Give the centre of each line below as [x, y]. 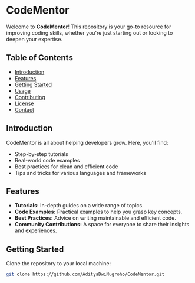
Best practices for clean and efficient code [66, 167]
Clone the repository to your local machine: [59, 264]
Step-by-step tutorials [42, 154]
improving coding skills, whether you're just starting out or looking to [90, 32]
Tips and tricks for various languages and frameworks [80, 173]
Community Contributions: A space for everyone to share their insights [102, 225]
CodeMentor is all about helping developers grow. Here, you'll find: [87, 142]
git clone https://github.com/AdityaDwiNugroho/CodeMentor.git [85, 274]
